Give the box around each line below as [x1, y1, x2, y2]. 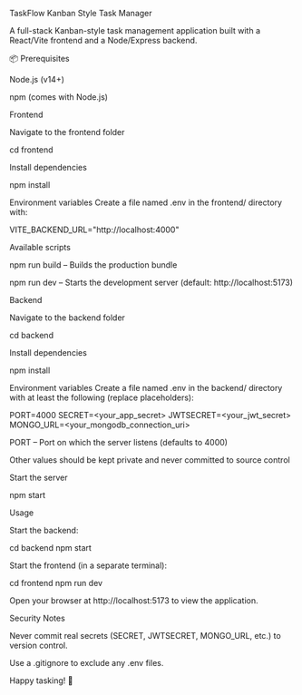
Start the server [9, 472, 68, 483]
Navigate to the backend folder [9, 312, 125, 323]
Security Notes [9, 612, 65, 623]
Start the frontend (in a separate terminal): [9, 560, 168, 571]
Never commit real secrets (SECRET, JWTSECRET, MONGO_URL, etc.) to [9, 631, 281, 641]
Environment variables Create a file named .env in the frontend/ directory [9, 197, 283, 208]
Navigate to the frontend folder [9, 127, 125, 137]
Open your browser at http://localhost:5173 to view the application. [9, 595, 258, 606]
